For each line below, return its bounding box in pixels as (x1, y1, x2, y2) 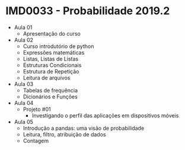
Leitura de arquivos (23, 74, 71, 81)
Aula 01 (14, 24, 33, 31)
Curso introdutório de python (23, 43, 94, 50)
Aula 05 (14, 118, 34, 125)
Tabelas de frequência (23, 87, 78, 94)
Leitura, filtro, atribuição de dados (23, 130, 106, 138)
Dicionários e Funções (23, 93, 78, 100)
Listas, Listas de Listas (23, 55, 78, 62)
